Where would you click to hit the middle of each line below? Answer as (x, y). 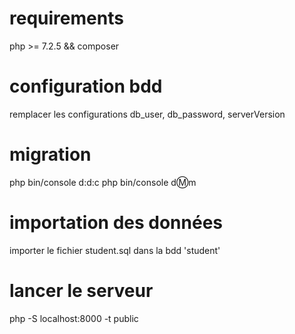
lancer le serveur (81, 290)
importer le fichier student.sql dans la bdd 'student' (115, 250)
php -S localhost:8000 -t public (74, 318)
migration (50, 154)
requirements (66, 18)
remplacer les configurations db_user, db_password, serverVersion (147, 114)
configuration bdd (86, 86)
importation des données (116, 223)
